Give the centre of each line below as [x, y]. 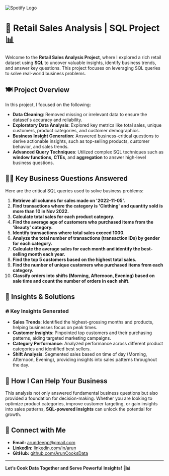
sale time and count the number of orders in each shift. [71, 281]
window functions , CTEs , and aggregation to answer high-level [79, 157]
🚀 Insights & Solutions [40, 297]
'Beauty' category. [32, 227]
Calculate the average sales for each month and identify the [76, 249]
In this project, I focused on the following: [48, 104]
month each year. [47, 254]
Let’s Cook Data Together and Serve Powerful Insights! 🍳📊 [68, 468]
